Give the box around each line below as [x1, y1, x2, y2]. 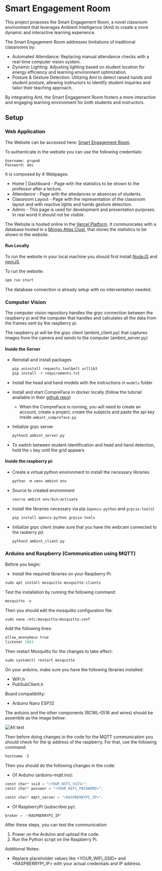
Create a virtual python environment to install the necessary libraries [12, 469, 149, 475]
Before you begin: [5, 561, 41, 567]
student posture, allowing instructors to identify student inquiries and [12, 79, 151, 85]
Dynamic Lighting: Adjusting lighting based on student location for [12, 64, 145, 70]
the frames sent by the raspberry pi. [5, 320, 78, 326]
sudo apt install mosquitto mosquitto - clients [5, 580, 101, 585]
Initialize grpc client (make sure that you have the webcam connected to [12, 524, 157, 530]
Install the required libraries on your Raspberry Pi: [12, 571, 112, 576]
